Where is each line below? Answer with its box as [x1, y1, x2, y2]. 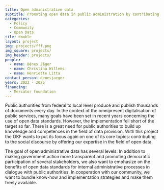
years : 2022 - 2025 [5, 80, 45, 85]
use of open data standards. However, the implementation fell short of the [5, 118, 155, 124]
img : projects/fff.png [5, 44, 52, 48]
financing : [5, 84, 27, 90]
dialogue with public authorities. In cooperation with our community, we [5, 169, 150, 175]
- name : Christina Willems [9, 67, 65, 71]
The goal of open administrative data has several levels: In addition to [5, 148, 146, 154]
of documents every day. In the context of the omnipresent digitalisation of [5, 108, 156, 114]
